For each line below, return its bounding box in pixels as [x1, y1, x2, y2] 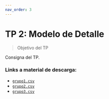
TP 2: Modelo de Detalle [5, 28, 105, 39]
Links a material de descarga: [5, 66, 77, 73]
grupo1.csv [12, 78, 35, 84]
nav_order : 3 [5, 7, 32, 12]
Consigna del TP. [5, 54, 40, 60]
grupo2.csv [12, 84, 35, 89]
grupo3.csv [12, 89, 35, 94]
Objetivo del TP [17, 45, 49, 51]
